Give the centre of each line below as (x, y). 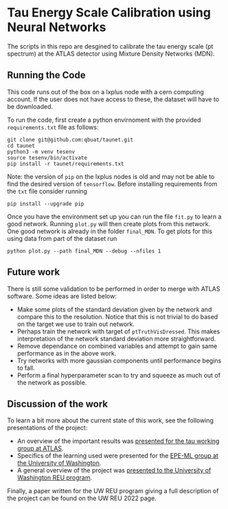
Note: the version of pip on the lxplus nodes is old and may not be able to (111, 176)
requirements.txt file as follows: (53, 127)
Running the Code (46, 75)
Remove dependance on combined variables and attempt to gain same (117, 346)
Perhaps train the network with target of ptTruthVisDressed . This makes (118, 331)
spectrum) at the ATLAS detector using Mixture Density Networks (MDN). (111, 54)
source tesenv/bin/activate (47, 158)
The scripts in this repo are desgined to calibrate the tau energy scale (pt (110, 46)
